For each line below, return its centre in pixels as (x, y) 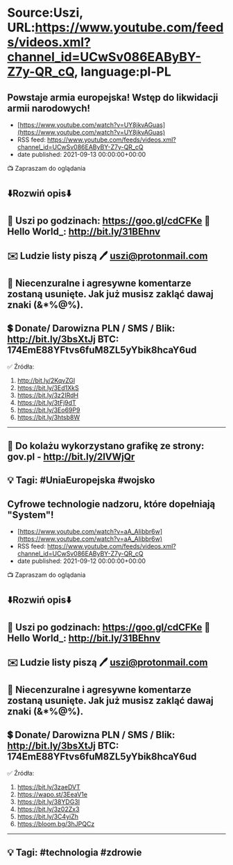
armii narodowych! (49, 108)
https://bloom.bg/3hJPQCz (56, 824)
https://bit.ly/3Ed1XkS (48, 388)
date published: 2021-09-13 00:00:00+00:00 (81, 154)
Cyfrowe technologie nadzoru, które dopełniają (111, 504)
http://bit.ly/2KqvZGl (46, 380)
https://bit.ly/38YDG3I (49, 802)
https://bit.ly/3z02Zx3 (48, 809)
